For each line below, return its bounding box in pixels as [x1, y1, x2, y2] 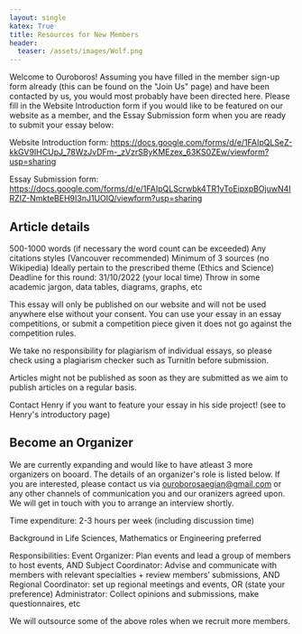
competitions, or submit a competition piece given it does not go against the [9, 318, 292, 329]
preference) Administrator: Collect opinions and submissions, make [9, 588, 260, 599]
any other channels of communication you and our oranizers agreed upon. [9, 488, 286, 499]
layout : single [9, 13, 67, 23]
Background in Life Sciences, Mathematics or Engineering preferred [9, 532, 261, 543]
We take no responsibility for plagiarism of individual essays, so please [9, 345, 272, 356]
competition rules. [9, 327, 77, 339]
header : [9, 38, 39, 48]
